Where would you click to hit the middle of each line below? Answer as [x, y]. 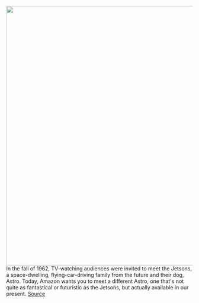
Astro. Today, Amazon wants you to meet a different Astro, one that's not [95, 281]
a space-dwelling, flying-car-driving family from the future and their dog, [95, 275]
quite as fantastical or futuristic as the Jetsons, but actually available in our [97, 287]
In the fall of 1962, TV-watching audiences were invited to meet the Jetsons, [99, 269]
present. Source [26, 294]
